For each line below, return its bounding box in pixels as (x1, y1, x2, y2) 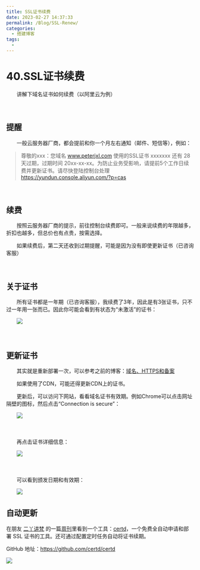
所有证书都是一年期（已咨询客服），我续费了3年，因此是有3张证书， (16, 298, 183, 306)
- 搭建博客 (11, 31, 35, 37)
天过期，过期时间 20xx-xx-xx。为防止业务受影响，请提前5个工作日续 (20, 159, 189, 167)
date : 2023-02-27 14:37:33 (6, 14, 73, 20)
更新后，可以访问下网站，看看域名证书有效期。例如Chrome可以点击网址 (16, 393, 193, 400)
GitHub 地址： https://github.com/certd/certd (6, 545, 115, 552)
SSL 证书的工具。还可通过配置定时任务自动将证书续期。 (12, 532, 149, 540)
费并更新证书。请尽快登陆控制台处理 (20, 167, 110, 174)
